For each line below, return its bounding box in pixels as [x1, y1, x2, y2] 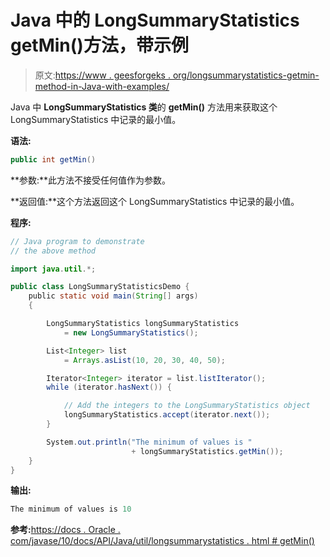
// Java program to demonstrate [10, 236, 145, 246]
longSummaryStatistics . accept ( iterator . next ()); [63, 410, 271, 420]
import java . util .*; [10, 264, 97, 274]
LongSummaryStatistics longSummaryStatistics [46, 319, 240, 329]
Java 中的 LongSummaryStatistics [10, 9, 300, 32]
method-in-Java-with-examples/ [34, 80, 170, 92]
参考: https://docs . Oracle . [10, 524, 121, 536]
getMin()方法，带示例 [10, 34, 189, 57]
